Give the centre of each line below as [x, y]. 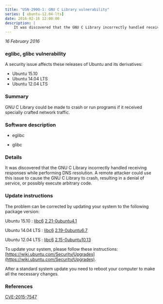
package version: [22, 212]
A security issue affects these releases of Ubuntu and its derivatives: [74, 64]
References [19, 286]
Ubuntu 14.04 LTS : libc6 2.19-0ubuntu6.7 [46, 230]
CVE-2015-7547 [21, 297]
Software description [31, 125]
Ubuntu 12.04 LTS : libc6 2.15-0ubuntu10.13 [48, 240]
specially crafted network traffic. [38, 112]
